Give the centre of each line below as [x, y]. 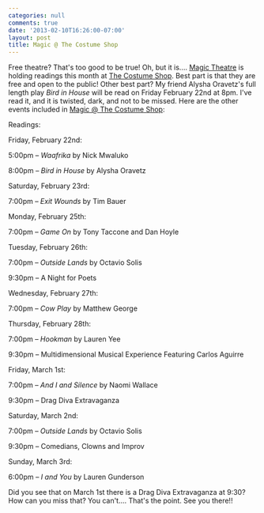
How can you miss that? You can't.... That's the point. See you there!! [121, 501]
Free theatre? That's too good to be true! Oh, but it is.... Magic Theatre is [126, 67]
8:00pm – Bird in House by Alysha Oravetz [77, 171]
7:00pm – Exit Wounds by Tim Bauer [67, 202]
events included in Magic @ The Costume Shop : [87, 109]
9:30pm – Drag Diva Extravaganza [64, 401]
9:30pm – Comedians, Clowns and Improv [76, 447]
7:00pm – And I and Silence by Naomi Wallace [83, 385]
